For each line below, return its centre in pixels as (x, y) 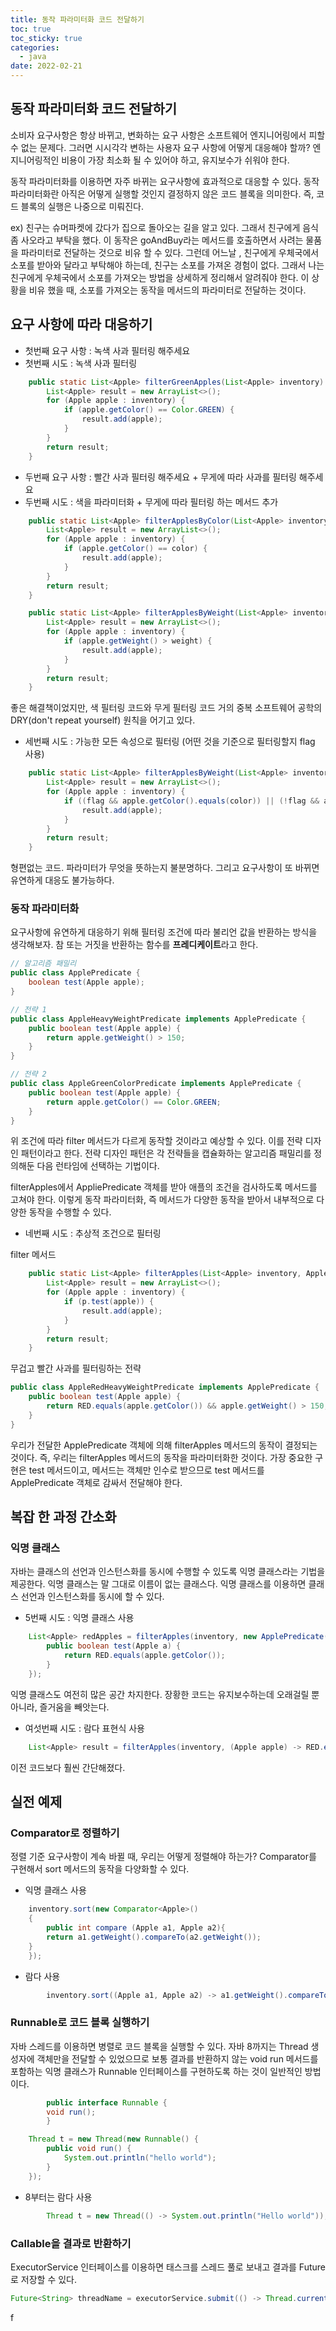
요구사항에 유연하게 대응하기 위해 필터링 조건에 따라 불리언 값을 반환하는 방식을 (164, 932)
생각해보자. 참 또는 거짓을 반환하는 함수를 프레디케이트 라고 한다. (134, 945)
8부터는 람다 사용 (58, 2197)
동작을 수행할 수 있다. (70, 1212)
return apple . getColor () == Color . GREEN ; (134, 1102)
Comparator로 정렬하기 (65, 1833)
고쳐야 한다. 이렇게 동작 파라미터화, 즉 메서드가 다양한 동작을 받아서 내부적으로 (162, 1200)
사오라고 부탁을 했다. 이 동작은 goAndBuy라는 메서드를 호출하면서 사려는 (162, 240)
